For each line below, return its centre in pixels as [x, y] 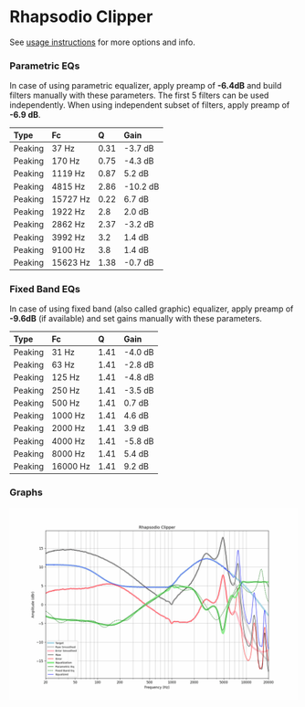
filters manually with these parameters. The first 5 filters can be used [139, 95]
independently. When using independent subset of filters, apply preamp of [150, 105]
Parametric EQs [45, 66]
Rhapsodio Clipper [81, 17]
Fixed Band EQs [45, 289]
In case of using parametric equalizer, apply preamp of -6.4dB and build [146, 86]
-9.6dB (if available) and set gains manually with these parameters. [136, 319]
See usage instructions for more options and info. [103, 42]
